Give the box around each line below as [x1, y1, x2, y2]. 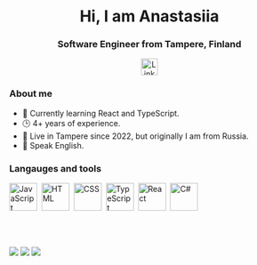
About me [9, 87, 53, 100]
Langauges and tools [9, 162, 102, 174]
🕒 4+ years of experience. [21, 117, 121, 128]
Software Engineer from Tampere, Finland [57, 38, 242, 51]
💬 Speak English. [21, 140, 84, 150]
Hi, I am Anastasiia [79, 6, 220, 27]
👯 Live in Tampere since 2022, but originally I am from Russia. [21, 131, 249, 141]
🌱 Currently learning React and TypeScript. [21, 108, 180, 118]
